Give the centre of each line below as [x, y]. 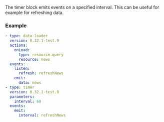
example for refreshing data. [34, 13]
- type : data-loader [27, 36]
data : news [30, 83]
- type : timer [20, 87]
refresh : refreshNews [41, 73]
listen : [22, 69]
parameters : [22, 97]
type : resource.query [41, 55]
